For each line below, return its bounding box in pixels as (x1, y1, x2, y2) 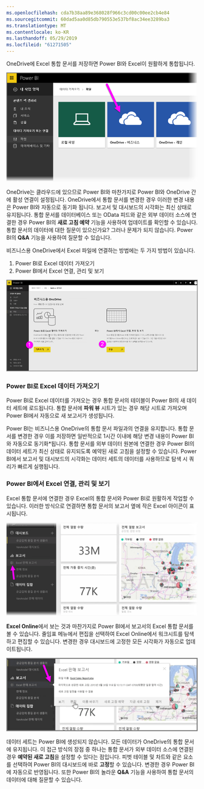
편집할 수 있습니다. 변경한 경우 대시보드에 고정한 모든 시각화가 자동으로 (17, 638, 185, 645)
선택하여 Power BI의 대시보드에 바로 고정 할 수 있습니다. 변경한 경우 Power (12, 761, 188, 768)
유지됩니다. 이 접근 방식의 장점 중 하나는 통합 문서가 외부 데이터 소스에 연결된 (12, 746, 194, 753)
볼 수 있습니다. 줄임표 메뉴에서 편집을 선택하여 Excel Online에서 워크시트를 (6, 630, 183, 637)
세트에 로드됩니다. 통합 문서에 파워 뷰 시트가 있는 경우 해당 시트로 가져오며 (12, 405, 187, 412)
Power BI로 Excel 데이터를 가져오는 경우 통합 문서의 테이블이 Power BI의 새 (6, 397, 186, 404)
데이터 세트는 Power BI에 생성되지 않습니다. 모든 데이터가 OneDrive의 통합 (6, 738, 183, 745)
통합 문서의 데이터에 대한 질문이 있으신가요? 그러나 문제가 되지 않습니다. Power (6, 227, 193, 234)
